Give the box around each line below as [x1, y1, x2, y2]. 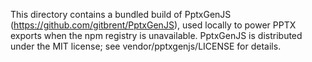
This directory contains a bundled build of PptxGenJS [10, 9, 232, 20]
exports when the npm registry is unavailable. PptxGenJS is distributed [10, 30, 303, 41]
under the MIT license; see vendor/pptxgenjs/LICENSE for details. [10, 40, 282, 52]
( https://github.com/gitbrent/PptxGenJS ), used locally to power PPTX [10, 19, 297, 31]
